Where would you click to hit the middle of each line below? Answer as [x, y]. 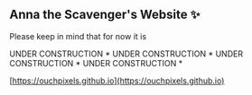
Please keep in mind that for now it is [78, 36]
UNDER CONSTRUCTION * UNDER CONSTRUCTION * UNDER [126, 54]
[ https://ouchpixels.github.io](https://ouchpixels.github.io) [117, 81]
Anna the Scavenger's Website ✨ [105, 15]
